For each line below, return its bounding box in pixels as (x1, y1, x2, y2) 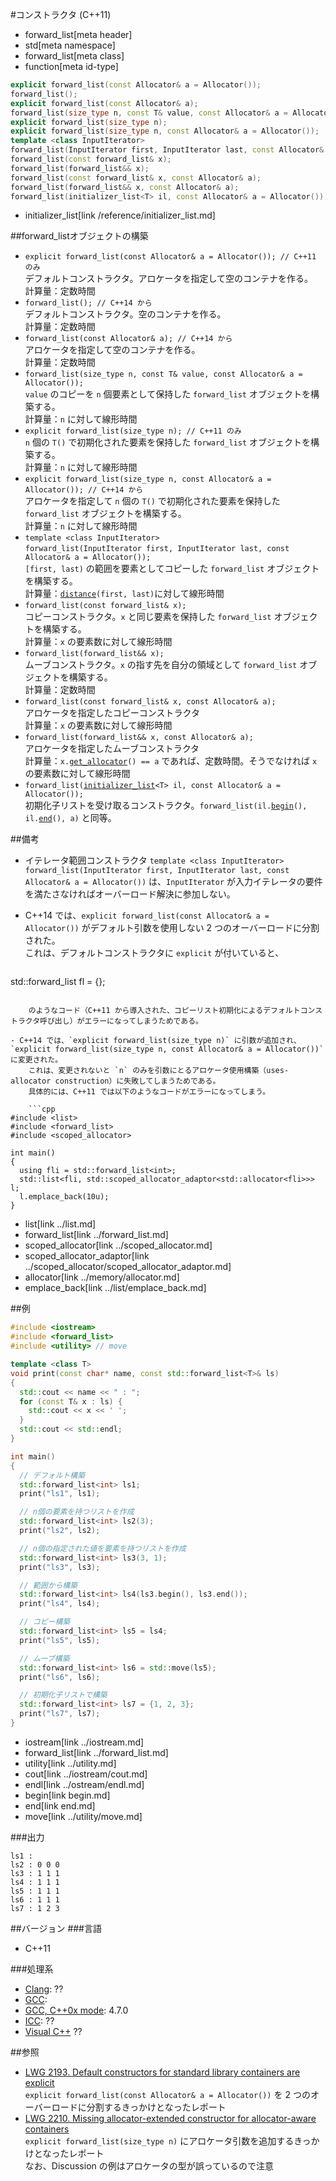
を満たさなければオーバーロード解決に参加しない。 (24, 888, 236, 900)
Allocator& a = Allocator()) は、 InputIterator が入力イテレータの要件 (24, 876, 323, 888)
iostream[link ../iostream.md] (24, 1736, 145, 1748)
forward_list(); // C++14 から (24, 298, 153, 308)
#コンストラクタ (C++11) (10, 9, 112, 20)
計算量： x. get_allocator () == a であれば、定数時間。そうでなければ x (24, 755, 318, 767)
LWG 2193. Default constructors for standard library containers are (24, 2066, 301, 2078)
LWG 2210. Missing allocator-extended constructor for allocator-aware (24, 2112, 317, 2124)
